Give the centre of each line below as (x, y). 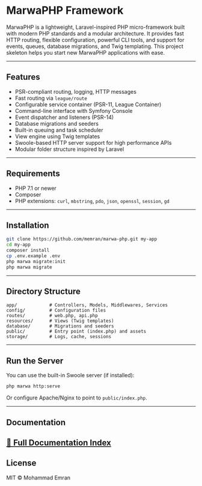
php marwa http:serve (33, 386)
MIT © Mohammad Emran (38, 478)
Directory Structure (44, 292)
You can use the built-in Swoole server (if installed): (70, 375)
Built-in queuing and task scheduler (59, 130)
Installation (28, 225)
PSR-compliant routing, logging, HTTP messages (76, 91)
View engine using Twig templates (57, 136)
